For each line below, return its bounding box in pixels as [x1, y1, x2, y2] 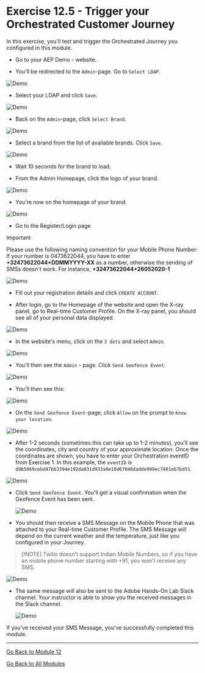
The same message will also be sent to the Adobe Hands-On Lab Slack [15, 587, 194, 595]
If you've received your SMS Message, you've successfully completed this [6, 623, 194, 631]
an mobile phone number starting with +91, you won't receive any [21, 557, 186, 564]
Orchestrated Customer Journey [6, 17, 175, 31]
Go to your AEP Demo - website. [15, 56, 97, 63]
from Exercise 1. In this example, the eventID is [15, 458, 132, 466]
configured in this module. [6, 44, 73, 51]
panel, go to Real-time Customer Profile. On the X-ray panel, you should [15, 307, 196, 315]
